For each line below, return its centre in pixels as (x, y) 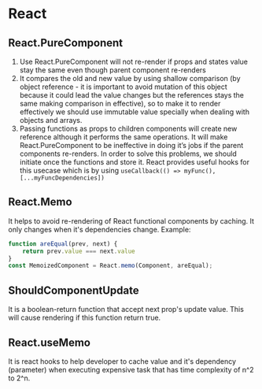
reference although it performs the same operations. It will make (124, 137)
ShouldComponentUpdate (74, 290)
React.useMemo (49, 342)
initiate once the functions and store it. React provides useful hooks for (135, 162)
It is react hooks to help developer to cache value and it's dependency (122, 361)
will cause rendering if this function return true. (85, 318)
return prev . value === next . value (79, 251)
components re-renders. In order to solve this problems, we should (128, 154)
